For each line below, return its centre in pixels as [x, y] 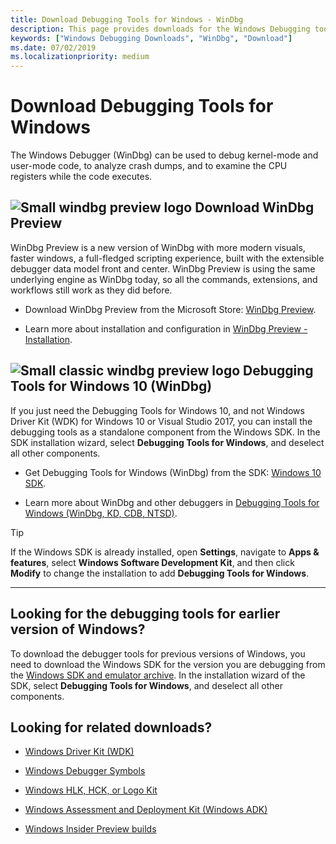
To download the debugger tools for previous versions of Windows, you [158, 653]
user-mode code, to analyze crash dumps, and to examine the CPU [149, 166]
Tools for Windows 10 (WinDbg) [111, 386]
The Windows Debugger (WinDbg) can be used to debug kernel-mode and [164, 155]
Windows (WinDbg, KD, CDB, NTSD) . [101, 513]
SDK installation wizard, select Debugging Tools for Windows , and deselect [167, 442]
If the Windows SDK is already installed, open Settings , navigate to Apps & [165, 552]
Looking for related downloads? [111, 727]
